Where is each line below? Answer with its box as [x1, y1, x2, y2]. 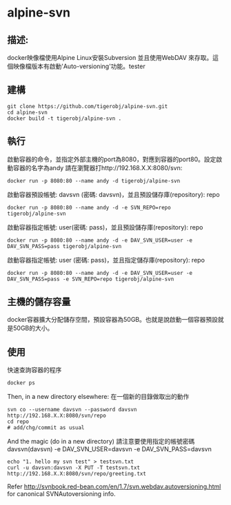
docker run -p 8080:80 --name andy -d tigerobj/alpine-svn [7, 177, 181, 184]
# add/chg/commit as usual [7, 424, 85, 431]
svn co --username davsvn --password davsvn [7, 406, 137, 413]
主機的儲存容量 [7, 296, 71, 308]
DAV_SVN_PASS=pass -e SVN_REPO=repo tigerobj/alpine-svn [7, 276, 174, 282]
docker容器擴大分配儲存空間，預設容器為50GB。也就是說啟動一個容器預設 [7, 316, 219, 324]
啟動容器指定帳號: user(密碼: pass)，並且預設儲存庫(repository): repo [7, 223, 203, 231]
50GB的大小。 [12, 324, 54, 332]
